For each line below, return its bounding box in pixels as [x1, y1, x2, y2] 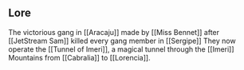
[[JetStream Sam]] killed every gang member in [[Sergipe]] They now [8, 36, 237, 45]
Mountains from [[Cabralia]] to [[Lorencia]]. [8, 52, 151, 62]
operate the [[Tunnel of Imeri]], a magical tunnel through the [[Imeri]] [8, 44, 234, 54]
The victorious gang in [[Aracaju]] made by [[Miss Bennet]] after [8, 27, 220, 37]
